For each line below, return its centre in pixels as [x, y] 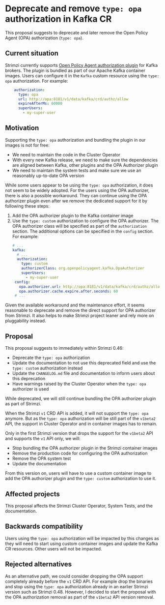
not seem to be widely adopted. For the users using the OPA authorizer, [77, 190]
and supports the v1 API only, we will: [43, 439]
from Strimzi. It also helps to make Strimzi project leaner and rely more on [80, 316]
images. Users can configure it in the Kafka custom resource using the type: [82, 76]
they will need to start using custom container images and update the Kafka [82, 544]
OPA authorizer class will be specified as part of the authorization [80, 226]
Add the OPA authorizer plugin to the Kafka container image [73, 215]
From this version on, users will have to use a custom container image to [78, 473]
